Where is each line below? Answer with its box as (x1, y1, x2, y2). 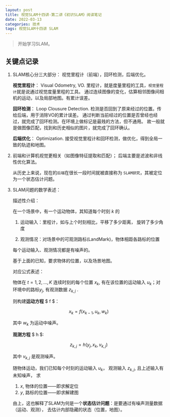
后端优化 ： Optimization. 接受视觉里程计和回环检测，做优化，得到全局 (12, 135, 158, 141)
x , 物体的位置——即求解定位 (20, 383, 79, 389)
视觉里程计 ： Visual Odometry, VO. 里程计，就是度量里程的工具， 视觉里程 (12, 82, 163, 88)
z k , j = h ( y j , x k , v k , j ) (70, 342, 108, 349)
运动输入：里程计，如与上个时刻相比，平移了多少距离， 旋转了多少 (20, 219, 159, 225)
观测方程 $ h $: (12, 331, 44, 337)
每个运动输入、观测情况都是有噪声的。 (12, 247, 93, 253)
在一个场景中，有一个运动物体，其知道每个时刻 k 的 (12, 208, 120, 214)
